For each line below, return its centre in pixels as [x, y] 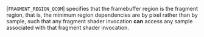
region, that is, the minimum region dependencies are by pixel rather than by [102, 15]
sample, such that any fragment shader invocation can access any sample [100, 21]
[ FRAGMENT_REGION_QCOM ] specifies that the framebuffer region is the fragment [102, 9]
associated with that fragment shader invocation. [68, 27]
